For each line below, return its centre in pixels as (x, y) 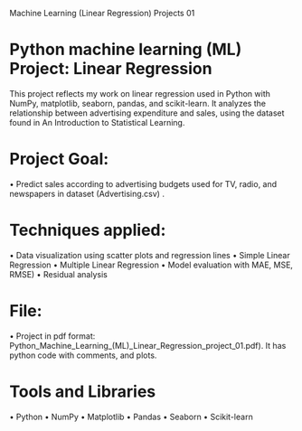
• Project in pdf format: (52, 336)
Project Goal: (59, 159)
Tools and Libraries (83, 391)
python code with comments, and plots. (83, 355)
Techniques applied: (88, 230)
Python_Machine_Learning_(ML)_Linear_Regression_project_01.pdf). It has (148, 345)
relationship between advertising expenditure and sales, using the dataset (147, 113)
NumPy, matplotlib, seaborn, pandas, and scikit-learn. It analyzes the (138, 103)
